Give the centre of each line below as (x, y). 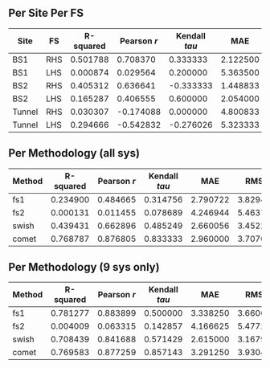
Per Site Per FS (46, 13)
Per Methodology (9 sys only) (84, 267)
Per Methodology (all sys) (74, 153)
